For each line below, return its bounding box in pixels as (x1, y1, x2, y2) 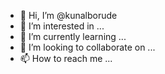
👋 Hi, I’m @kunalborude (19, 10, 118, 21)
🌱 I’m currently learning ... (19, 31, 127, 42)
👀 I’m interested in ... (19, 20, 105, 32)
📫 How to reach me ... (19, 53, 113, 64)
